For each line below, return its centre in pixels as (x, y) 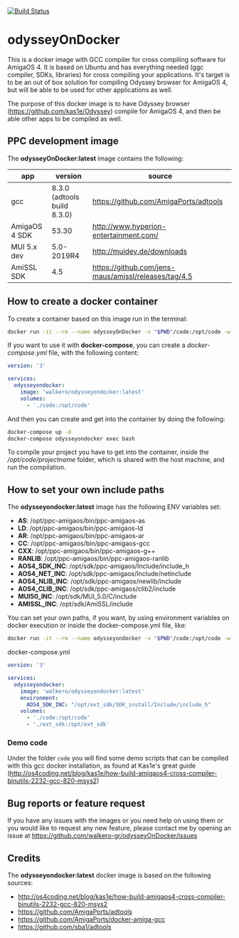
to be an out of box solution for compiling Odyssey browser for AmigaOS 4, (118, 82)
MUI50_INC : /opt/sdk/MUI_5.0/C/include (77, 597)
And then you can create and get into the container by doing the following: (116, 419)
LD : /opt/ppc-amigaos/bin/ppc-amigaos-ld (80, 528)
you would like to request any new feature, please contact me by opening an (119, 828)
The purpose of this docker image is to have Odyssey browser (99, 103)
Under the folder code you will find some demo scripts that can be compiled (118, 758)
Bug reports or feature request (76, 803)
